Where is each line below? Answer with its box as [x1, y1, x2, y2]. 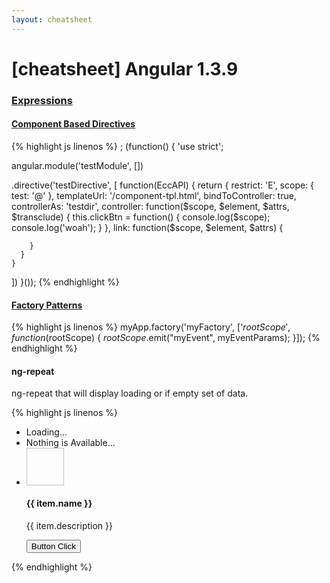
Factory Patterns [11, 299, 83, 311]
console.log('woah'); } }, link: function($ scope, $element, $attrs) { [11, 221, 284, 233]
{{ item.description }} [25, 519, 113, 531]
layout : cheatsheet [11, 14, 93, 25]
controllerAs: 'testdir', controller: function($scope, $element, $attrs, [11, 200, 290, 212]
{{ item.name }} [25, 497, 93, 509]
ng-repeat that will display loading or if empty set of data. [11, 387, 249, 400]
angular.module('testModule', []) [11, 159, 144, 171]
